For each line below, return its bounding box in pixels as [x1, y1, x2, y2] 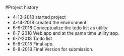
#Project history [5, 5, 39, 10]
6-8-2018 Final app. [12, 41, 54, 47]
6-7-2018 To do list [12, 35, 52, 41]
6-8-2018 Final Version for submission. [12, 46, 94, 52]
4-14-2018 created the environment [12, 20, 87, 25]
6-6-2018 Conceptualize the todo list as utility [12, 25, 108, 31]
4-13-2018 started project [12, 14, 66, 20]
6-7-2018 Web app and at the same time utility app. [12, 30, 119, 36]
